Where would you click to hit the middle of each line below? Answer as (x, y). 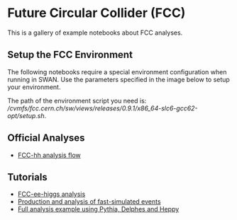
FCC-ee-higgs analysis (51, 194)
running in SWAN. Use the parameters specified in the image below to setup (119, 79)
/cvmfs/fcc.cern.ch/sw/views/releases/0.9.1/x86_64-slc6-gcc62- (103, 108)
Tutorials (27, 177)
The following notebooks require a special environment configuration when (117, 71)
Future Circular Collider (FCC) (97, 13)
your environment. (34, 87)
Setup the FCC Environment (70, 55)
